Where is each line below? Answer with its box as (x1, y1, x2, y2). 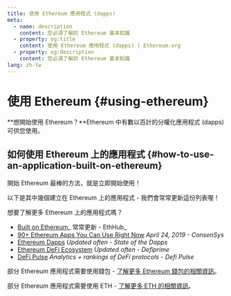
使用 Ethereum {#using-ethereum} (7, 93, 209, 109)
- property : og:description (13, 49, 95, 56)
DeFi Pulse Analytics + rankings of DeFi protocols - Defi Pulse (17, 253, 195, 261)
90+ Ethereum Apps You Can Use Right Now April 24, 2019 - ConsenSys (17, 231, 225, 239)
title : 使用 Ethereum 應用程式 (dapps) (7, 10, 116, 17)
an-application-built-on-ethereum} (7, 160, 163, 172)
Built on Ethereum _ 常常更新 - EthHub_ (17, 223, 127, 232)
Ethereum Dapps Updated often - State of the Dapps (17, 238, 168, 246)
